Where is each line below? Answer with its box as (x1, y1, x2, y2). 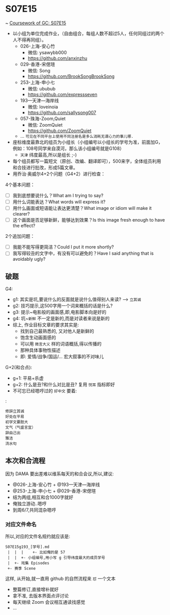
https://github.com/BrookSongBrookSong (27, 73, 115, 79)
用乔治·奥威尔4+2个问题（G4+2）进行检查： (12, 171, 106, 177)
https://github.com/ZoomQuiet (27, 128, 92, 134)
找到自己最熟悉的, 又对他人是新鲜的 (20, 328, 94, 334)
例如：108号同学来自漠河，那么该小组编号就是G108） (12, 145, 124, 151)
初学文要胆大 (5, 420, 28, 425)
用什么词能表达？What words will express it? (12, 199, 106, 205)
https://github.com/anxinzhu (27, 55, 88, 61)
